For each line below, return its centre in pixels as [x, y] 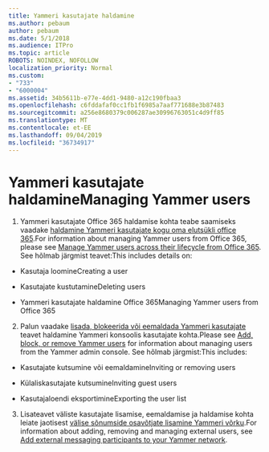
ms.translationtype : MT [48, 120]
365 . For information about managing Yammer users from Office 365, [133, 238]
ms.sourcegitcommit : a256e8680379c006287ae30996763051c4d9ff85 [116, 113]
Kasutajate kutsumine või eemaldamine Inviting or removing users [128, 368]
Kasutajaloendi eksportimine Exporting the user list [103, 399]
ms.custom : [26, 75]
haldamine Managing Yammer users [130, 200]
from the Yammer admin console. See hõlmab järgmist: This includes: [133, 352]
